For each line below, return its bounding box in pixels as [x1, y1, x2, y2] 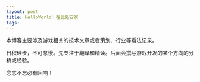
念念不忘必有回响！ [6, 70, 54, 77]
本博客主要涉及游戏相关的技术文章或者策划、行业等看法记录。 [6, 37, 158, 44]
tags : [6, 20, 20, 26]
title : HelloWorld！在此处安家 [6, 14, 79, 20]
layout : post [6, 8, 39, 15]
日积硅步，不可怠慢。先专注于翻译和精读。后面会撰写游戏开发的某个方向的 [6, 49, 189, 56]
